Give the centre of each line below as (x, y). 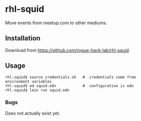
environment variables (28, 81)
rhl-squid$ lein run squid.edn (37, 90)
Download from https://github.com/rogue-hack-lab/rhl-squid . (68, 50)
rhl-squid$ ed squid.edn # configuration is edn (70, 86)
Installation (23, 38)
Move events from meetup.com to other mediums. (56, 23)
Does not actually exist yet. (33, 113)
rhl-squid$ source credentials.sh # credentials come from (70, 77)
